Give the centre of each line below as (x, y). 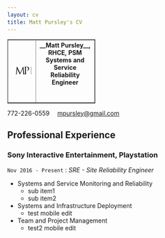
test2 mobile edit (52, 228)
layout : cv (23, 15)
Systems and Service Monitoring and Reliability (85, 184)
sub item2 (42, 198)
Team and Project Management (62, 221)
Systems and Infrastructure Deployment (74, 206)
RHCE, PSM (65, 53)
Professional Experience (62, 135)
